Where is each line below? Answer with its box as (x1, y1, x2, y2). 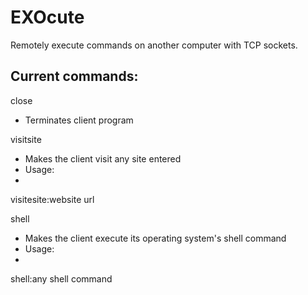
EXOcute (10, 6, 85, 29)
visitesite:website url (10, 193, 95, 205)
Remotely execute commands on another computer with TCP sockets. (10, 39, 298, 51)
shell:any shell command (10, 272, 113, 285)
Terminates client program (24, 114, 134, 126)
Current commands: (10, 68, 139, 85)
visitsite (10, 133, 42, 145)
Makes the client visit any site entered (24, 152, 182, 165)
